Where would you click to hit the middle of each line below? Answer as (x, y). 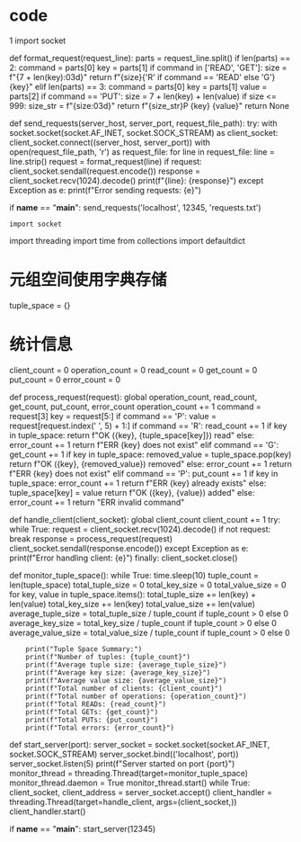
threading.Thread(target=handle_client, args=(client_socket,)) (123, 802)
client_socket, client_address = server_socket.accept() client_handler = (141, 792)
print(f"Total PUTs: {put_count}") (92, 720)
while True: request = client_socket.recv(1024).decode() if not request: (140, 529)
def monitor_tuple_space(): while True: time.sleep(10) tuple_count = (134, 575)
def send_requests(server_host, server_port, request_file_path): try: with (143, 123)
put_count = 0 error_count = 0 (65, 380)
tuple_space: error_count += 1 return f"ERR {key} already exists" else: (138, 483)
